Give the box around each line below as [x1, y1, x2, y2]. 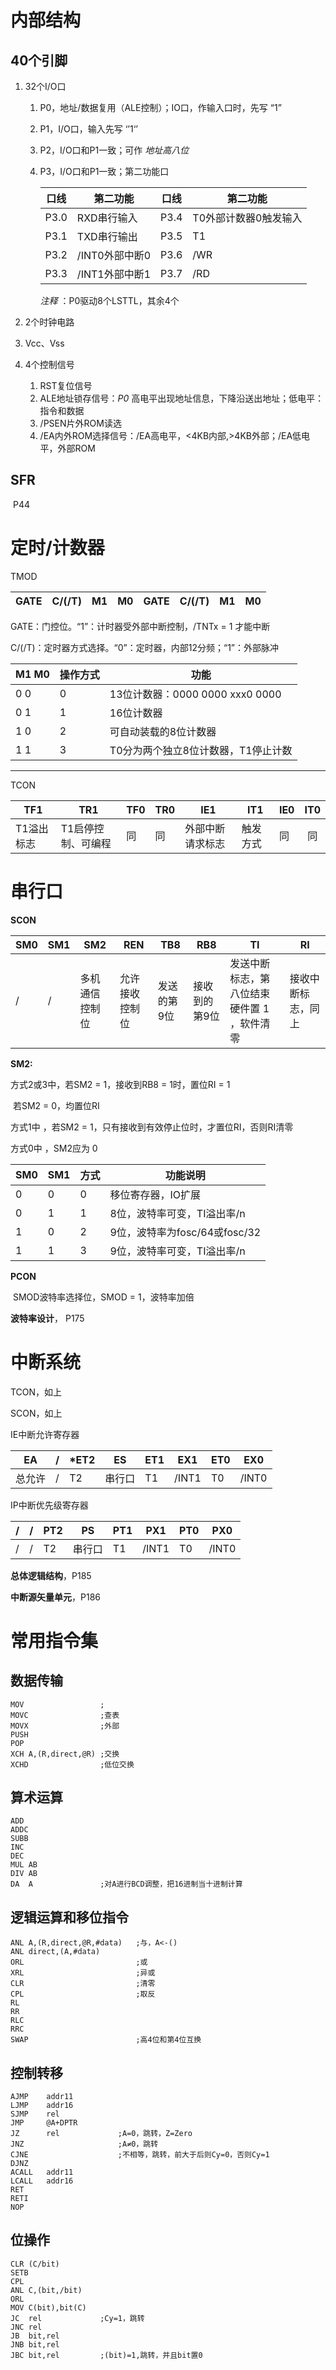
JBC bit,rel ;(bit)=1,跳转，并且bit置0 [10, 2350, 203, 2360]
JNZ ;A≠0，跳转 [10, 2139, 159, 2150]
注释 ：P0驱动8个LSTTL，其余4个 [39, 295, 180, 306]
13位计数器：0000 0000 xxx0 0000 [109, 687, 282, 701]
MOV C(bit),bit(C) [10, 2302, 87, 2313]
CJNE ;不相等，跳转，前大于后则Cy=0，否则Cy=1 [10, 2150, 270, 2160]
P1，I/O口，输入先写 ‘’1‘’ [39, 123, 138, 135]
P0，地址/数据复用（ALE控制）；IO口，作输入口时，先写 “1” [39, 102, 282, 113]
